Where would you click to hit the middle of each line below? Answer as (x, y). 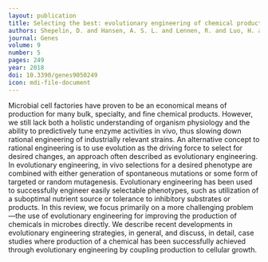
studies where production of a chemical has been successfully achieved (127, 241)
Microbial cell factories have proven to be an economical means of (118, 105)
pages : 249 (26, 61)
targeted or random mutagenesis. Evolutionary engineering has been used (130, 181)
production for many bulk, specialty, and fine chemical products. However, (131, 113)
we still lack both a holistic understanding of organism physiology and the (129, 122)
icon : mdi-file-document (49, 82)
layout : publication (43, 16)
